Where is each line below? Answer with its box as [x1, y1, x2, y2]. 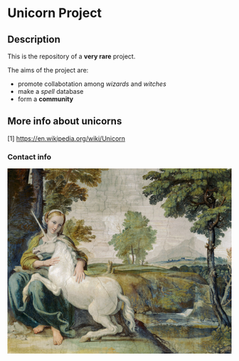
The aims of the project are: [7, 66, 89, 74]
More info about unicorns [7, 115, 122, 127]
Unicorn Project [7, 5, 102, 21]
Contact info [7, 151, 52, 161]
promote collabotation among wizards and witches [17, 80, 167, 88]
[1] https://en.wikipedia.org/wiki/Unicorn [7, 134, 126, 143]
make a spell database [17, 87, 84, 95]
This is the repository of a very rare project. [7, 52, 136, 60]
